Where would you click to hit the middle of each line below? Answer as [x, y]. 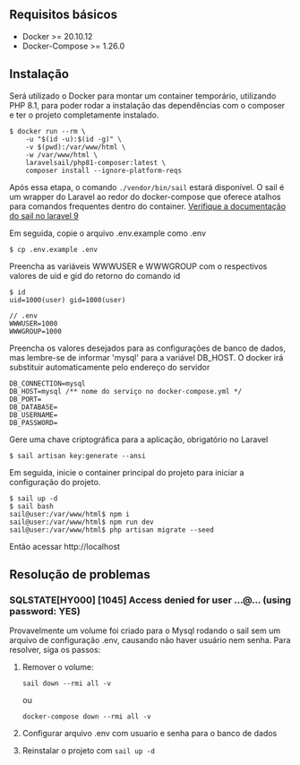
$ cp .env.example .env [54, 249]
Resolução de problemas [80, 574]
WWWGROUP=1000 [36, 331]
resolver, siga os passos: [55, 650]
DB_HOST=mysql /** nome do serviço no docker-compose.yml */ [126, 391]
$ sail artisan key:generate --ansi [77, 456]
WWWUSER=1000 [34, 323]
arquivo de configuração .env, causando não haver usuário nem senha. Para [150, 640]
